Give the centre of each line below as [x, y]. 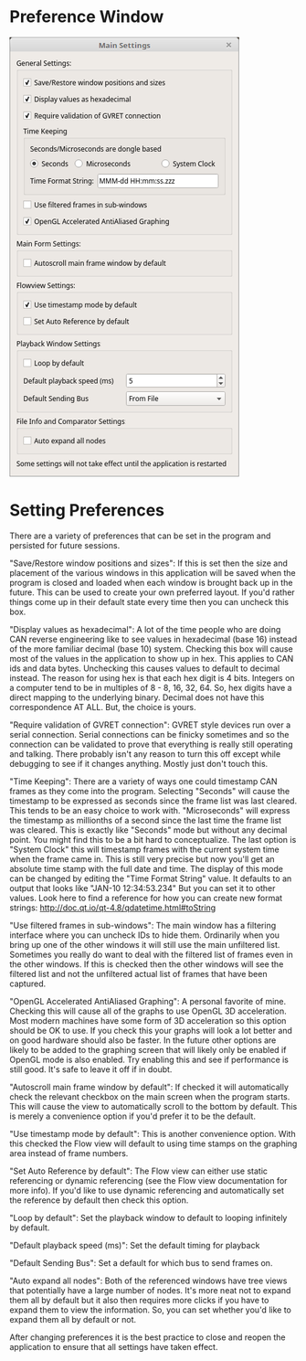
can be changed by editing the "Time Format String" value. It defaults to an [151, 878]
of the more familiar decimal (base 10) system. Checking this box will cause [152, 649]
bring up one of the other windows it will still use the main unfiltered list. [145, 944]
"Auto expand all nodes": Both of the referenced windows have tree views [148, 1281]
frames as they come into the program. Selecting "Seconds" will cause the [150, 791]
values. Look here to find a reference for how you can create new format [146, 898]
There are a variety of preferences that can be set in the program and [140, 536]
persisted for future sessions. [65, 545]
